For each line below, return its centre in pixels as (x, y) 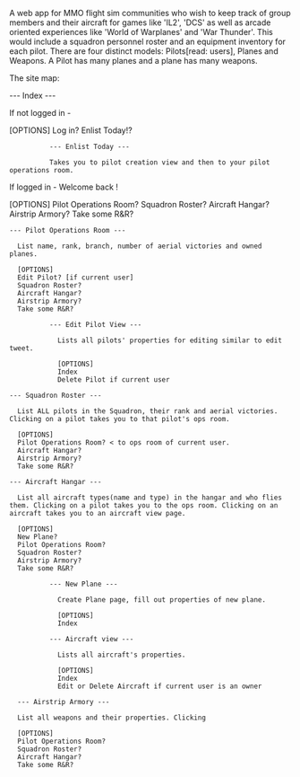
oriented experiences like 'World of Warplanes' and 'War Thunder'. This (141, 32)
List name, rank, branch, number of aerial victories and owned (140, 246)
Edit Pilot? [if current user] (76, 278)
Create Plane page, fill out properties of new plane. (162, 600)
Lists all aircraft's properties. (121, 655)
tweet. (21, 349)
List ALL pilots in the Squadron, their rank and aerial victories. (148, 411)
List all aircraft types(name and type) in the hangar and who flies (150, 498)
